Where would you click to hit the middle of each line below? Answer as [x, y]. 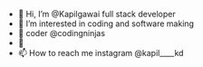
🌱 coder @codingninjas [62, 33]
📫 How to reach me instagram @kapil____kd [101, 53]
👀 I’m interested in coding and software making [106, 24]
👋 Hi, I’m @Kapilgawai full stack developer [97, 14]
